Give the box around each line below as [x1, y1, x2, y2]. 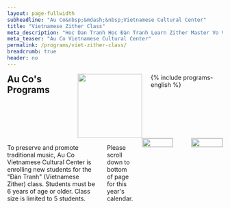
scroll [107, 151, 123, 159]
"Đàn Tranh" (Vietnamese [7, 172, 80, 181]
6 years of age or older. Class [7, 187, 90, 195]
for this [107, 179, 127, 188]
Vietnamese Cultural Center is [7, 158, 92, 166]
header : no [7, 55, 38, 62]
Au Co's [7, 73, 42, 85]
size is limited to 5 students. [7, 194, 86, 203]
